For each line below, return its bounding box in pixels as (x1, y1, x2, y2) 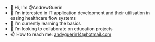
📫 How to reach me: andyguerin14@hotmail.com (10, 31, 112, 37)
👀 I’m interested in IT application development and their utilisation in (10, 10, 150, 16)
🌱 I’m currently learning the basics (10, 20, 81, 26)
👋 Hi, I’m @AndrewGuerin (10, 5, 63, 10)
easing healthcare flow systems (10, 15, 76, 21)
